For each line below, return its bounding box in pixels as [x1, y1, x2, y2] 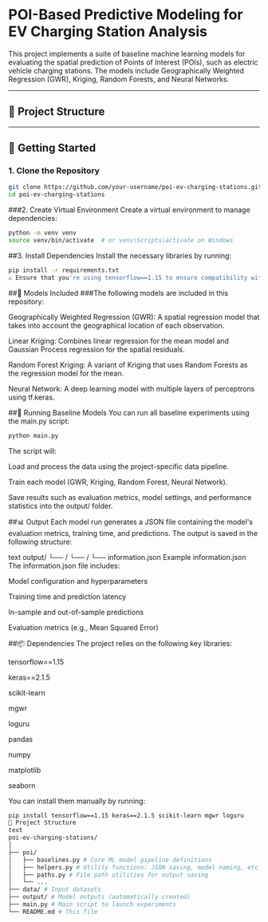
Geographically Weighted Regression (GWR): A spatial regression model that [8, 312, 260, 321]
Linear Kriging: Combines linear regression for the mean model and [8, 336, 230, 345]
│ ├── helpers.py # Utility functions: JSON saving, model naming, [8, 863, 245, 871]
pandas [8, 734, 33, 743]
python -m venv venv [8, 229, 77, 237]
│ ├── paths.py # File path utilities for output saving [8, 871, 209, 879]
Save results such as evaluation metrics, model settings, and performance [8, 492, 252, 502]
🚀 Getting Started [8, 141, 97, 155]
